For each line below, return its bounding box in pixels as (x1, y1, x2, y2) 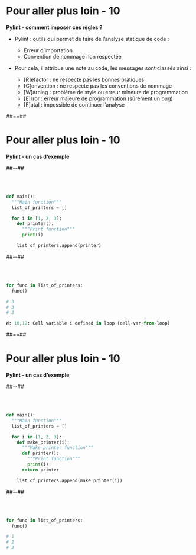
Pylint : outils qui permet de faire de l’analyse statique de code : (14, 35, 169, 42)
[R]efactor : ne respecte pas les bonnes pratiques (23, 76, 145, 83)
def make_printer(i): (17, 439, 70, 445)
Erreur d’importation (23, 46, 73, 54)
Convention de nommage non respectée (23, 53, 122, 60)
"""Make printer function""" (21, 445, 94, 451)
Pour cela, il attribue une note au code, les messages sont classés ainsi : (14, 64, 191, 72)
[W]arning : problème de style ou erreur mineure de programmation (23, 88, 188, 95)
